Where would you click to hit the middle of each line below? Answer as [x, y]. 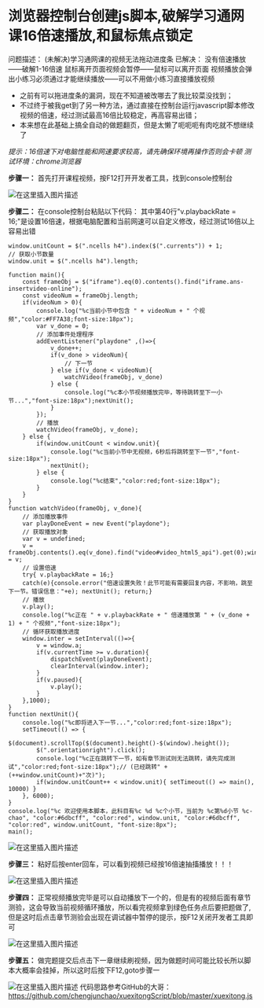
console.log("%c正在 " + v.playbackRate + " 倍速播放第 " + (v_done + [136, 615]
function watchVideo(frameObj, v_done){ [75, 508]
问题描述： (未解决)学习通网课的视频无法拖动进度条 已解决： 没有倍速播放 [127, 59]
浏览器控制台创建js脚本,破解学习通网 [126, 16]
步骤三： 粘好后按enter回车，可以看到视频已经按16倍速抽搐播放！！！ [121, 864]
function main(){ [37, 275]
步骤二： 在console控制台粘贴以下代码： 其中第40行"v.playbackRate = [122, 211]
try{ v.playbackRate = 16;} [68, 575]
